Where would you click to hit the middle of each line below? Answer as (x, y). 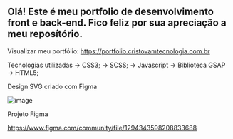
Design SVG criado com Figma (52, 86)
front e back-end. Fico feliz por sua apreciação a (117, 23)
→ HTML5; (23, 72)
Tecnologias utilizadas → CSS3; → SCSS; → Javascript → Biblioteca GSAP (116, 65)
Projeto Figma (28, 114)
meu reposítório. (45, 34)
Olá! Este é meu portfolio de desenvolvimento (110, 12)
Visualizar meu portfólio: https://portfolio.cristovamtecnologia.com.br (109, 51)
